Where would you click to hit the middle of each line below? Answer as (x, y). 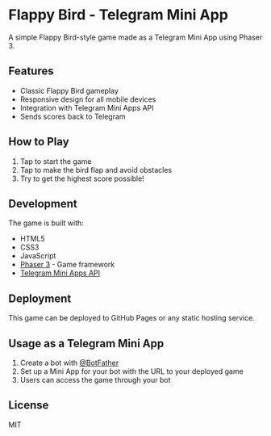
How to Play (39, 142)
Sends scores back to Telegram (73, 116)
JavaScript (38, 256)
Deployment (40, 298)
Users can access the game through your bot (95, 380)
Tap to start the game (56, 161)
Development (43, 203)
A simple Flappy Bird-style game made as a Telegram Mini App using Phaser (135, 37)
